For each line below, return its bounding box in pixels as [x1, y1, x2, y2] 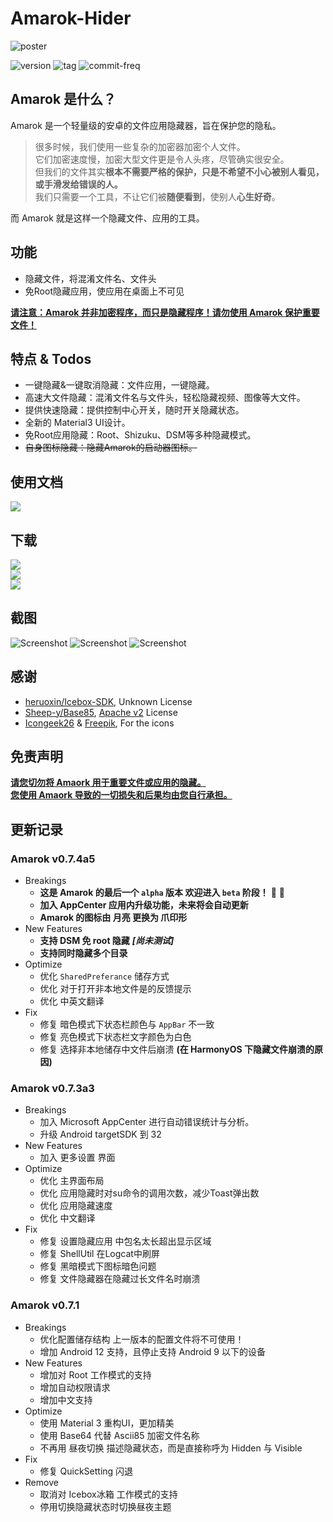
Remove [24, 1476, 59, 1488]
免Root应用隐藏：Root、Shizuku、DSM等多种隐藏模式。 [24, 429, 257, 441]
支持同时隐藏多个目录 [39, 947, 128, 959]
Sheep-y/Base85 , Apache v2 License [24, 706, 178, 718]
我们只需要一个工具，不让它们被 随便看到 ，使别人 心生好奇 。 [34, 190, 281, 202]
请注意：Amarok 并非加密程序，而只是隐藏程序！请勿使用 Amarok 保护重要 [10, 306, 320, 318]
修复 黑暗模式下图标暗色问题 [39, 1260, 157, 1272]
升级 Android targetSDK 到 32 [39, 1128, 162, 1141]
